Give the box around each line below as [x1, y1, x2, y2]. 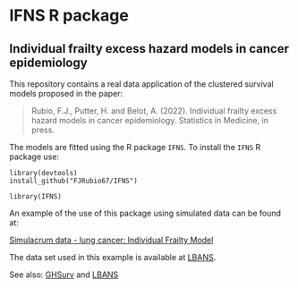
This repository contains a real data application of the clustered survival [9, 79, 275, 89]
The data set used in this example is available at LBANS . [9, 252, 217, 262]
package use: [9, 151, 60, 162]
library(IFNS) [9, 192, 63, 201]
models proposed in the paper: [9, 89, 123, 98]
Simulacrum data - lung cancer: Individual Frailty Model [9, 234, 214, 245]
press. [30, 124, 55, 135]
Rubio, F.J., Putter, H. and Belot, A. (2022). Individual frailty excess [30, 106, 277, 116]
